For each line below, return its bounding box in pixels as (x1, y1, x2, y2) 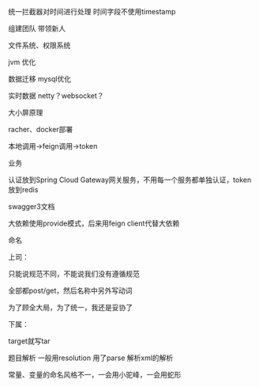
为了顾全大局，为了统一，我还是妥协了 (8, 303, 133, 312)
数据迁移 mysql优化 (8, 74, 72, 83)
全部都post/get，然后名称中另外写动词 (8, 286, 133, 295)
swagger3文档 (8, 202, 55, 211)
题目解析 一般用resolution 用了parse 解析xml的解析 (8, 353, 174, 362)
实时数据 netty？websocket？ (8, 91, 104, 101)
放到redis (8, 185, 39, 194)
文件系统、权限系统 (8, 40, 71, 50)
